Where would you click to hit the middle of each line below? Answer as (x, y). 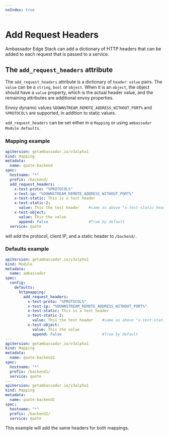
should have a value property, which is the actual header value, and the (79, 93)
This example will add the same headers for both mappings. (67, 428)
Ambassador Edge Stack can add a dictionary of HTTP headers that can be (83, 49)
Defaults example (27, 249)
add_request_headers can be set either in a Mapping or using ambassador (78, 123)
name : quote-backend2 (32, 400)
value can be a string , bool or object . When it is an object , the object (77, 87)
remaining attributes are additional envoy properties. (60, 98)
